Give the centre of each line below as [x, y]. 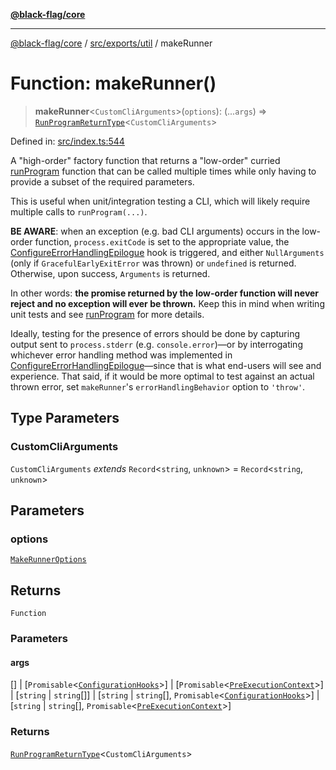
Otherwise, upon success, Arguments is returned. [110, 273]
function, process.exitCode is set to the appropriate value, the [162, 241]
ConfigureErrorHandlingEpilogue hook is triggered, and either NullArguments [167, 252]
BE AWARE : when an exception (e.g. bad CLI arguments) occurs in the [155, 231]
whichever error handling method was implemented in [121, 355]
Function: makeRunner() [113, 83]
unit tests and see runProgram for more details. [107, 314]
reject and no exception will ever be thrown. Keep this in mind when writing [167, 303]
